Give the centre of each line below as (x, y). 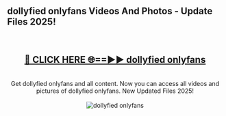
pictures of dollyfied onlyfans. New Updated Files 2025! (115, 91)
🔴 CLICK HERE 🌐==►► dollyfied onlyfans (115, 60)
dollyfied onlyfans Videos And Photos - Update (110, 11)
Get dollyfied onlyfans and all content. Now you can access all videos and (115, 83)
